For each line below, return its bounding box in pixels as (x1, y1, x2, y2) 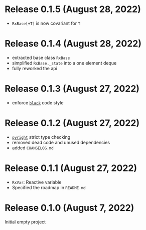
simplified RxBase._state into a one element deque (12, 60, 117, 66)
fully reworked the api (12, 65, 57, 71)
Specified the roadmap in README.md (12, 184, 86, 190)
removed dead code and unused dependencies (12, 139, 110, 145)
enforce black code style (12, 99, 64, 105)
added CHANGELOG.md (12, 145, 54, 151)
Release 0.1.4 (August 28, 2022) (5, 38, 141, 49)
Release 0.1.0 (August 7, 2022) (5, 202, 134, 213)
